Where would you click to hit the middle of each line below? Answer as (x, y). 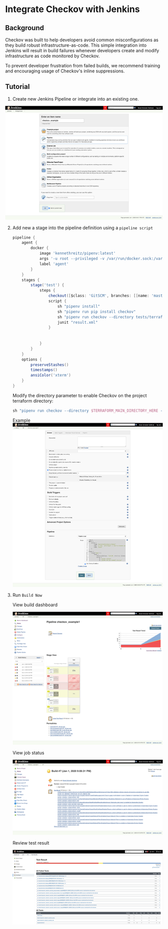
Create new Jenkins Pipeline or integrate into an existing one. (75, 99)
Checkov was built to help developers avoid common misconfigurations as (82, 40)
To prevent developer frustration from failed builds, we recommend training (83, 66)
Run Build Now (27, 595)
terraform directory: (33, 401)
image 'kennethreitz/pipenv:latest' (77, 253)
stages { (31, 280)
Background (24, 28)
